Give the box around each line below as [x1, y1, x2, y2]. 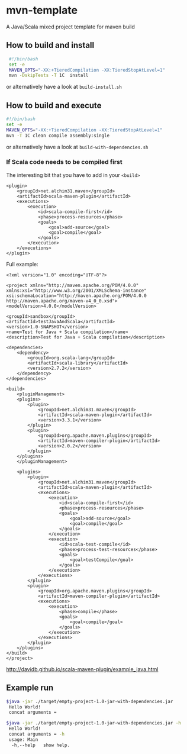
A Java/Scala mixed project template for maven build [6, 23, 135, 30]
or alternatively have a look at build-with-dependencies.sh [6, 143, 149, 150]
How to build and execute [6, 100, 102, 110]
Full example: [6, 260, 38, 268]
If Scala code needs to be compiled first [6, 158, 122, 166]
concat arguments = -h [8, 732, 65, 737]
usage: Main [8, 736, 38, 743]
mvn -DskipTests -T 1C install [8, 72, 89, 79]
